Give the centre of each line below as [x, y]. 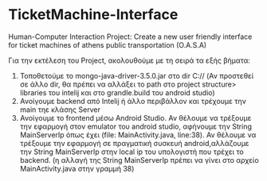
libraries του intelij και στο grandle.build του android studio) [117, 92]
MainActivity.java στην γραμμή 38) [77, 168]
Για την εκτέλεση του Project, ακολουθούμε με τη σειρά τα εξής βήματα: [130, 60]
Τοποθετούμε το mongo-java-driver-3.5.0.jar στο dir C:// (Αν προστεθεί [137, 75]
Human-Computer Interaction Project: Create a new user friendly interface [130, 37]
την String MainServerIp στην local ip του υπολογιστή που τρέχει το [132, 152]
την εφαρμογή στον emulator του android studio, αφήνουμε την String [136, 126]
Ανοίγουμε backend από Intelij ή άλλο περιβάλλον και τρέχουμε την [133, 101]
